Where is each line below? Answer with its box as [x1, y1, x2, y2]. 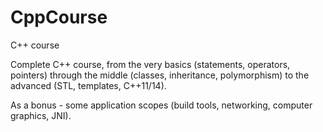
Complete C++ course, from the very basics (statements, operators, [10, 58, 291, 70]
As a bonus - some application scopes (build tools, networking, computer [10, 99, 313, 111]
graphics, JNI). [10, 109, 72, 121]
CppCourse [10, 6, 108, 29]
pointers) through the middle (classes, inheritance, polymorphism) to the [10, 69, 310, 81]
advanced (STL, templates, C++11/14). [10, 79, 167, 91]
